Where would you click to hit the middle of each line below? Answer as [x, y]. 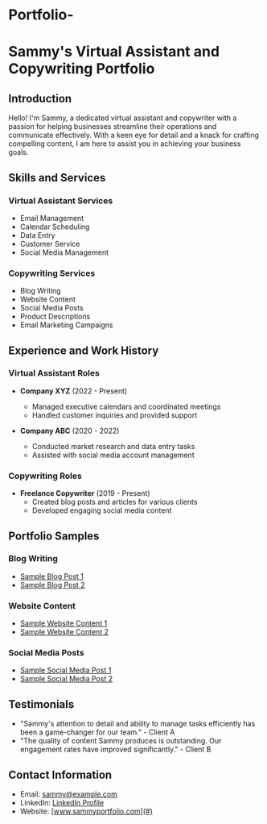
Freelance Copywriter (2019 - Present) [85, 493]
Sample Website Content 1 [64, 623]
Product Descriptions [55, 317]
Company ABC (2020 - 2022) [70, 431]
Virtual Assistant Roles [54, 373]
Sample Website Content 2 [64, 632]
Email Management [52, 218]
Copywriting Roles [45, 476]
